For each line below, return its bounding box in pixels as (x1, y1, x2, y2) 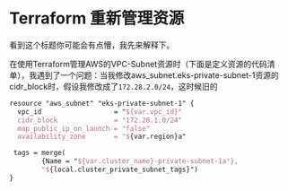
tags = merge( (13, 149, 66, 158)
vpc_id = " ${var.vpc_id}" (17, 107, 182, 117)
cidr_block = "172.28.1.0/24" (17, 116, 182, 125)
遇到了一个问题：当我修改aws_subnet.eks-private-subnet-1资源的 (36, 69, 280, 81)
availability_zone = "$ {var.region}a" (17, 132, 187, 142)
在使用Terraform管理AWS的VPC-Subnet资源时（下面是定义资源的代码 (9, 58, 267, 69)
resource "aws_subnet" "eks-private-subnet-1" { (9, 99, 195, 108)
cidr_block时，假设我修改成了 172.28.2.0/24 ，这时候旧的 (9, 81, 218, 91)
